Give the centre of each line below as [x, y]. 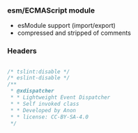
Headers [22, 51]
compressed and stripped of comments [74, 33]
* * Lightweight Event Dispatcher [60, 97]
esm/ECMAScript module [51, 10]
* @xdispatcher [32, 91]
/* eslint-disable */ [39, 78]
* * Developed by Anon [43, 110]
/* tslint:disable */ [39, 72]
